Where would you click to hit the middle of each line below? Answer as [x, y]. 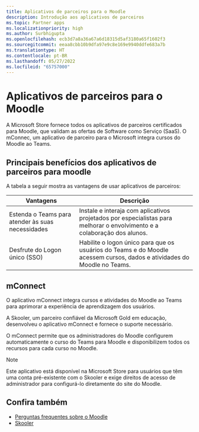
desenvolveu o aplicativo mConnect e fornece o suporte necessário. [90, 324]
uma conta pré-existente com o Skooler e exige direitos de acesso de [91, 377]
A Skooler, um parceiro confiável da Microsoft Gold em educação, [86, 318]
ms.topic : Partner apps [36, 23]
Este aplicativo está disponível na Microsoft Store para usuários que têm [94, 371]
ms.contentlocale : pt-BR [37, 56]
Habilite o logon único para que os [127, 242]
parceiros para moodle [49, 172]
